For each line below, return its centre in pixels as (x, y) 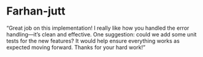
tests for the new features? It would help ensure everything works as (93, 41)
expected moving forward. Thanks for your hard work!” (76, 47)
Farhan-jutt (36, 11)
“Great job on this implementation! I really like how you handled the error (98, 28)
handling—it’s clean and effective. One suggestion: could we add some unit (101, 34)
